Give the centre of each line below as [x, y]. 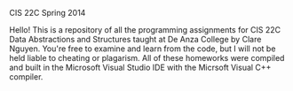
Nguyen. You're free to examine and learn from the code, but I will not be [143, 49]
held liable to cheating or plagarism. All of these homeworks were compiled [147, 58]
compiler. [26, 77]
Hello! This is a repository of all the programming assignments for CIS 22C [145, 30]
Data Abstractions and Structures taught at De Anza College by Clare [135, 39]
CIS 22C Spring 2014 [48, 13]
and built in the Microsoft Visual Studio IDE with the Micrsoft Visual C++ [140, 67]
